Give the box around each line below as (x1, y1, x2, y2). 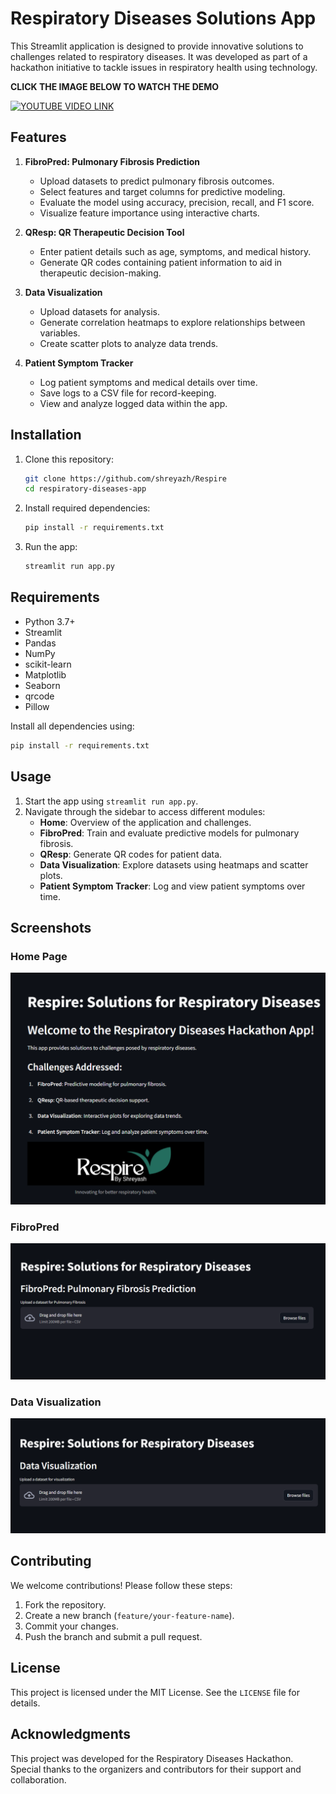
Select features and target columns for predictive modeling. (39, 185, 286, 197)
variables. (39, 327, 81, 339)
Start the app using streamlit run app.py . (24, 795, 199, 807)
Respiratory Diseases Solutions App (10, 7, 317, 30)
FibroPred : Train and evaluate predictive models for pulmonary (39, 827, 300, 839)
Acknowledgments (10, 1726, 132, 1743)
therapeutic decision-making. (39, 267, 162, 279)
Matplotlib (24, 668, 67, 681)
